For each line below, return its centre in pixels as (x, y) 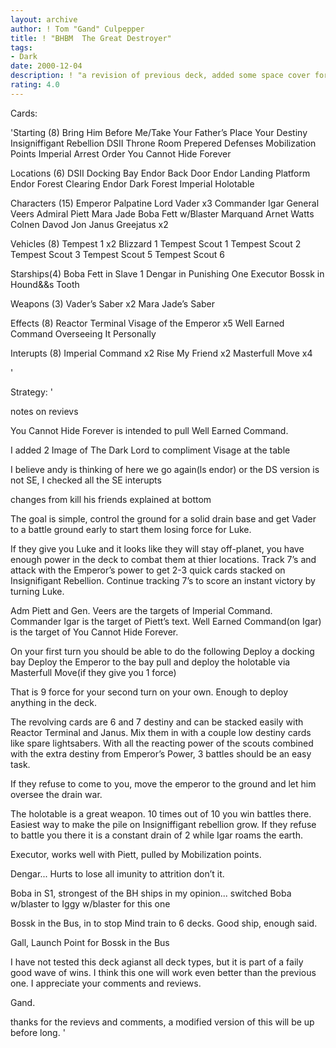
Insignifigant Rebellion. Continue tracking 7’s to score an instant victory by (163, 580)
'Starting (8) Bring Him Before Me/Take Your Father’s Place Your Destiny (159, 132)
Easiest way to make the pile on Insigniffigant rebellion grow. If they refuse (163, 824)
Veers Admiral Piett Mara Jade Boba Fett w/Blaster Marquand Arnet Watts (162, 213)
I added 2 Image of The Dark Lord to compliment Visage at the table (150, 450)
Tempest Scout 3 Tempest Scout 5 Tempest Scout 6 (118, 254)
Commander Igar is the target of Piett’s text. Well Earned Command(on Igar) (166, 621)
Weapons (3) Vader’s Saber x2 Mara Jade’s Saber (113, 303)
